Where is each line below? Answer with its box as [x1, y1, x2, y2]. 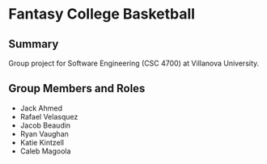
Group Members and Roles [8, 82, 146, 95]
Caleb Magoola [19, 146, 71, 156]
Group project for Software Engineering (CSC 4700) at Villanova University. [8, 58, 260, 68]
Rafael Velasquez [19, 111, 78, 121]
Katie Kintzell [19, 137, 65, 147]
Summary [8, 37, 59, 51]
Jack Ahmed [19, 103, 63, 113]
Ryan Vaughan [19, 128, 69, 138]
